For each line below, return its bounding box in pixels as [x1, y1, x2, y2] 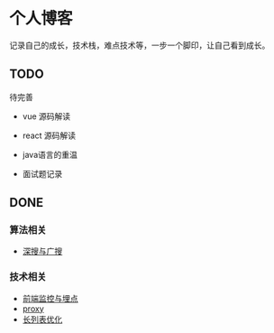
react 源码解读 [22, 130, 77, 141]
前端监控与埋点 [22, 292, 78, 303]
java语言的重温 [22, 149, 78, 160]
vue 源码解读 [22, 110, 71, 122]
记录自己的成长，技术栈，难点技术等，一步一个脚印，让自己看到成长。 [9, 40, 270, 51]
